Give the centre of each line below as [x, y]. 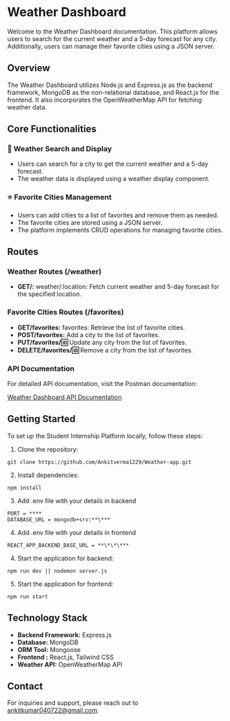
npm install [24, 488]
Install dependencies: [48, 475]
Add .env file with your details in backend [77, 501]
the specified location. [49, 294]
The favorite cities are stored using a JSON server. [90, 222]
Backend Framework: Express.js [64, 635]
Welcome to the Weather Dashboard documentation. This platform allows [113, 31]
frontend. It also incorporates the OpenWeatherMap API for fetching [105, 100]
